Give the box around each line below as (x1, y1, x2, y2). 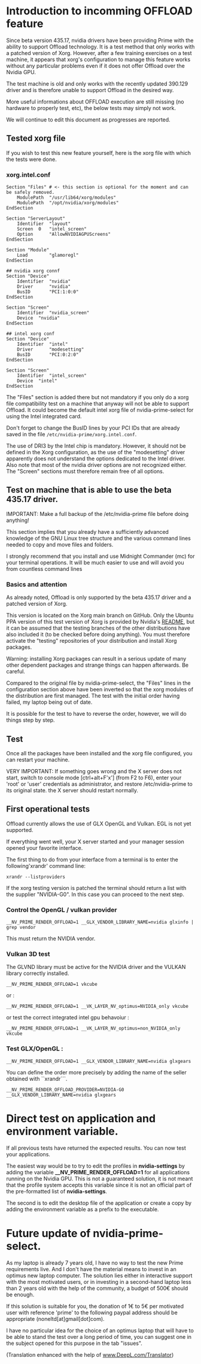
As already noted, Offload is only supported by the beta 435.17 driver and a (6, 594, 191, 601)
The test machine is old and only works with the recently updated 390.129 (6, 80, 188, 87)
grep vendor (6, 925, 36, 931)
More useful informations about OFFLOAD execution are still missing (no (6, 98, 184, 105)
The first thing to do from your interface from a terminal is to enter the (6, 856, 178, 863)
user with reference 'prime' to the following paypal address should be (6, 1309, 178, 1316)
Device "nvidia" (17, 315, 60, 321)
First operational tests (6, 804, 90, 815)
